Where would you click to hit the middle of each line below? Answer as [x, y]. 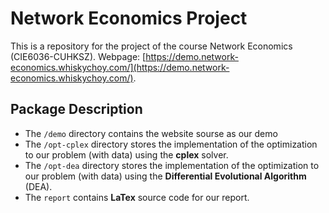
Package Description [76, 109]
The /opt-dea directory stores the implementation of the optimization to [172, 165]
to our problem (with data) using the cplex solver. [126, 154]
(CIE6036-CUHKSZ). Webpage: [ [78, 56]
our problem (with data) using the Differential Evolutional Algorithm [165, 176]
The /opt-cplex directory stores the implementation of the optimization [171, 144]
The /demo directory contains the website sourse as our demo [151, 133]
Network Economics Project [129, 18]
